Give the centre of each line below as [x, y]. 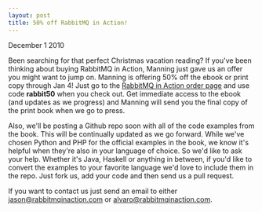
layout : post [29, 15]
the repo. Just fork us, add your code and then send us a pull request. [121, 175]
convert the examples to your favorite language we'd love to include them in [131, 167]
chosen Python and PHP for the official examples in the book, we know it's [129, 142]
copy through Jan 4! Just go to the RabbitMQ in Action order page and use [129, 85]
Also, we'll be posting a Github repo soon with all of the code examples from [131, 126]
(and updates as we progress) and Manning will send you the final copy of [128, 102]
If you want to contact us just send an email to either [93, 191]
